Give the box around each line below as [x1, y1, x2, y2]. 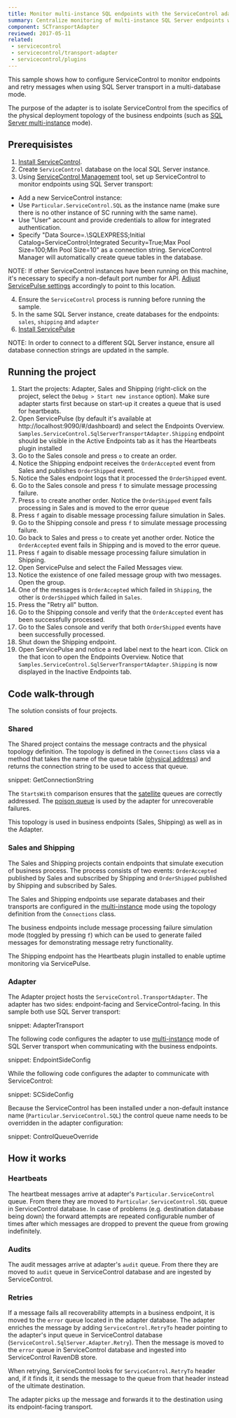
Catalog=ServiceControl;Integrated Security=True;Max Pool [18, 238, 191, 246]
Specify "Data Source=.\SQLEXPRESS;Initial [18, 231, 146, 239]
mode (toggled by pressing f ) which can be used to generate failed [8, 930, 202, 939]
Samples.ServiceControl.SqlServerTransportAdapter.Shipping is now [18, 660, 218, 669]
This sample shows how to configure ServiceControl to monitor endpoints [8, 75, 221, 83]
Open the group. [18, 578, 66, 587]
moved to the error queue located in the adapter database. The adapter [8, 1316, 216, 1325]
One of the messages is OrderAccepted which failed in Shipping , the [18, 586, 212, 594]
